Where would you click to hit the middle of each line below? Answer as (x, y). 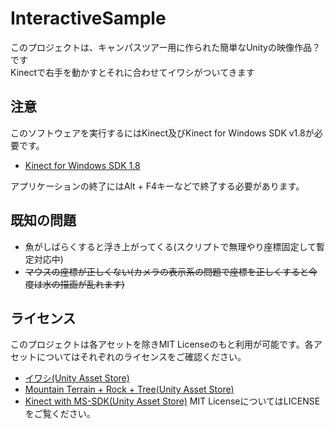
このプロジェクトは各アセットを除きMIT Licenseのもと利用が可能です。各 (162, 344)
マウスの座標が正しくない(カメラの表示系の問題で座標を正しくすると (166, 271)
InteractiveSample (88, 18)
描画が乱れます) (92, 284)
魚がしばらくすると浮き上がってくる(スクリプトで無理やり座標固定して (170, 246)
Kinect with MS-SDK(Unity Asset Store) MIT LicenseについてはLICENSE (172, 401)
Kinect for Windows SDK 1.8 (82, 165)
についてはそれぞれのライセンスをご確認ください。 (141, 357)
